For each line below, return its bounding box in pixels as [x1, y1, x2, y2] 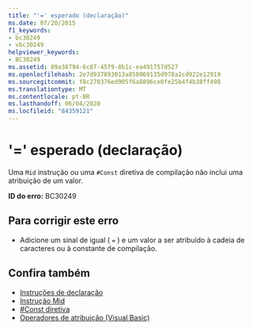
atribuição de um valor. [8, 176, 83, 185]
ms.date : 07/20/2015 [8, 19, 77, 27]
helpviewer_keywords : [8, 48, 80, 56]
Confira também [8, 267, 91, 280]
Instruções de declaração [19, 287, 104, 297]
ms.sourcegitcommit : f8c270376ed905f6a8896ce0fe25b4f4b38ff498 [8, 78, 221, 85]
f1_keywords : [8, 26, 51, 34]
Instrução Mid [19, 296, 66, 305]
